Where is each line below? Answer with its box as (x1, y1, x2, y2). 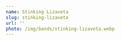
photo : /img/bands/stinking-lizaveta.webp (5, 25, 115, 32)
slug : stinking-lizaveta (5, 14, 69, 20)
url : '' (5, 20, 26, 26)
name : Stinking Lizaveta (5, 8, 69, 15)
